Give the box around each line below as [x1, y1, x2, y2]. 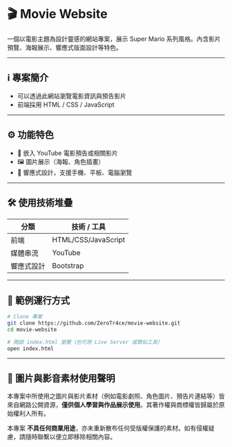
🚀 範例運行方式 [7, 294, 70, 306]
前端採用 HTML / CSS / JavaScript [17, 100, 115, 109]
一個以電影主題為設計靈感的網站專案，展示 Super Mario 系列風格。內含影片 [7, 35, 221, 43]
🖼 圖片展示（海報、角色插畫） [17, 157, 105, 165]
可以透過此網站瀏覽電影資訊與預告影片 [17, 91, 126, 100]
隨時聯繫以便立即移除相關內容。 [25, 432, 116, 441]
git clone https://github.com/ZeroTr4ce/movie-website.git [7, 320, 181, 327]
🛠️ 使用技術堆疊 [7, 197, 73, 208]
